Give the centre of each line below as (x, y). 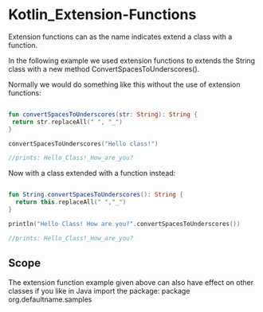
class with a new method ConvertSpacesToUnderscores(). (104, 68)
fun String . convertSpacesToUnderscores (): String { (96, 195)
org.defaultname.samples (50, 299)
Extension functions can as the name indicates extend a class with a (120, 37)
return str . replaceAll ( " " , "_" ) (67, 122)
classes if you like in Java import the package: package (99, 291)
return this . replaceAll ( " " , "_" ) (71, 202)
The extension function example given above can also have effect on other (131, 282)
